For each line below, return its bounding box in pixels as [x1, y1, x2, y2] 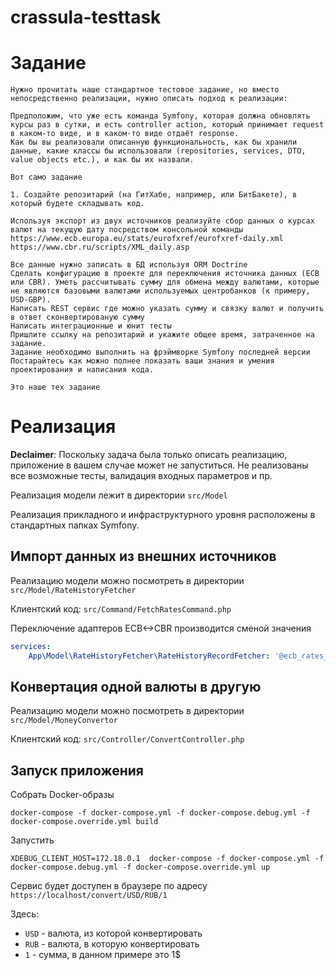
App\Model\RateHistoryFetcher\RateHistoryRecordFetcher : [28, 651, 271, 661]
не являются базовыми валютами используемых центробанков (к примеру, [10, 286, 311, 296]
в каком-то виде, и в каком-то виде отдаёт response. [10, 129, 240, 139]
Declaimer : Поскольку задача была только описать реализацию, [10, 449, 288, 461]
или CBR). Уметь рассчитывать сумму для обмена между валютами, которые [10, 277, 320, 288]
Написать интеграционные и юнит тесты [10, 321, 172, 331]
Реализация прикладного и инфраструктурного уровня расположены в [10, 509, 316, 521]
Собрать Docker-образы [10, 789, 115, 801]
